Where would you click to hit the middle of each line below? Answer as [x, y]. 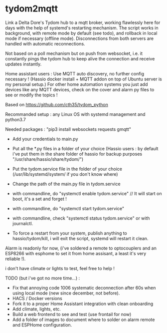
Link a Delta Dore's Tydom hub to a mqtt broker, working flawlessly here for [83, 22]
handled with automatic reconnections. [45, 43]
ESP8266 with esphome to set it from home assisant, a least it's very [76, 253]
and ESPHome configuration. [42, 325]
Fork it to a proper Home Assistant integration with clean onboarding [83, 304]
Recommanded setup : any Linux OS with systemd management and [75, 114]
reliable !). [15, 259]
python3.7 [15, 119]
